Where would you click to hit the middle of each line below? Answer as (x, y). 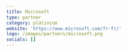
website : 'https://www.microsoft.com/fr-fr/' (64, 28)
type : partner (24, 17)
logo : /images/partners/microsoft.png (55, 34)
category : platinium (32, 23)
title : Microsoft (28, 12)
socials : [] (21, 39)
